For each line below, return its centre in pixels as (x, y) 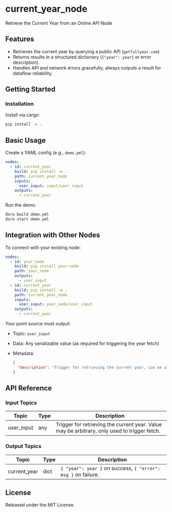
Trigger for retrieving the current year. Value (109, 425)
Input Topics (21, 403)
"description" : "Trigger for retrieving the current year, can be (90, 367)
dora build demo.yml (27, 215)
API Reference (29, 388)
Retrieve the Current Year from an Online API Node (59, 23)
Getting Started (30, 89)
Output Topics (24, 447)
